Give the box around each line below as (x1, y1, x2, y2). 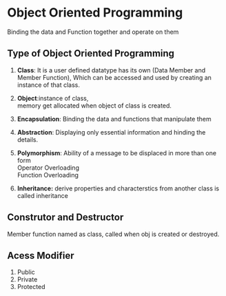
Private (17, 275, 38, 284)
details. (17, 135, 39, 144)
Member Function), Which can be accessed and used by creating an (17, 73, 212, 81)
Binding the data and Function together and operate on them (7, 28, 179, 36)
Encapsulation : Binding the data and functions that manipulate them (17, 115, 212, 123)
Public (17, 268, 36, 277)
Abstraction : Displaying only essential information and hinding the (17, 128, 206, 136)
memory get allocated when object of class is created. (17, 101, 172, 110)
